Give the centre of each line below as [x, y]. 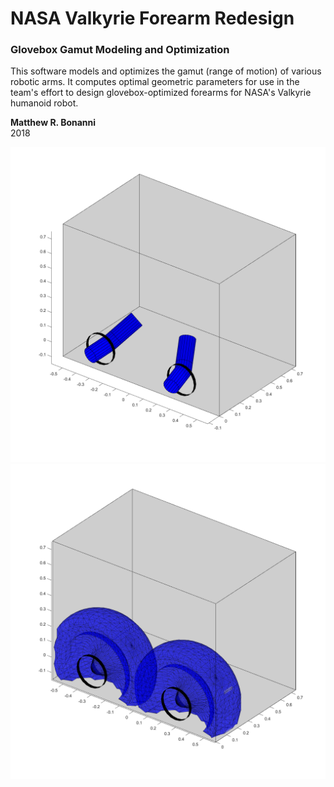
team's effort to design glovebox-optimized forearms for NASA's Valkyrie [161, 93]
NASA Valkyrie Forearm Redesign [152, 18]
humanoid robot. [44, 103]
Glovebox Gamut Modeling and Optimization [120, 50]
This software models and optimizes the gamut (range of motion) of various [166, 71]
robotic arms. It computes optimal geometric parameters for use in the [155, 82]
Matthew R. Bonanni [53, 123]
